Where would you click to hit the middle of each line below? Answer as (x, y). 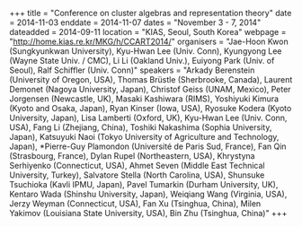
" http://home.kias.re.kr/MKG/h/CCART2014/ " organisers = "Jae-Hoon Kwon (149, 41)
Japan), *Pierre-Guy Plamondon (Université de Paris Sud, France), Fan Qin (148, 146)
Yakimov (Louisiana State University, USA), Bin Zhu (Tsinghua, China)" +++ (148, 213)
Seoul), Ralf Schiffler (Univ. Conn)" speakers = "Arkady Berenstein (132, 70)
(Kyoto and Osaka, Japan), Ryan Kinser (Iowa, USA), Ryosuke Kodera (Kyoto (151, 108)
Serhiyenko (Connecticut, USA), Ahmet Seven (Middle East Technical (137, 166)
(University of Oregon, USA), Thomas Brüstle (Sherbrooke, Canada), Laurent (151, 79)
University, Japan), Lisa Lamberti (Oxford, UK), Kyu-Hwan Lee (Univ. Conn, (148, 118)
